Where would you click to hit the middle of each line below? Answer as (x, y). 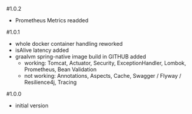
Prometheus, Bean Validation (60, 69)
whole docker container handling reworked (69, 44)
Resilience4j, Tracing (50, 82)
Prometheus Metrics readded (52, 20)
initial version (32, 106)
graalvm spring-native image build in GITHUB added (81, 56)
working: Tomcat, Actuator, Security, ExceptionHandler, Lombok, (105, 63)
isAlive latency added (42, 50)
